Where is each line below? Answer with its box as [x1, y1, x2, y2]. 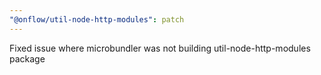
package [9, 52, 46, 65]
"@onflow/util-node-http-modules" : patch [9, 14, 185, 25]
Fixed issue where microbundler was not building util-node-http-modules [9, 42, 311, 54]
